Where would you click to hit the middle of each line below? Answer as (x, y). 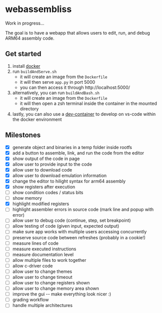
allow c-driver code (32, 266)
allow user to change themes (42, 271)
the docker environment (37, 119)
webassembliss (38, 9)
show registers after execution (44, 187)
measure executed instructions (44, 249)
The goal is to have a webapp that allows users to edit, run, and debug (77, 33)
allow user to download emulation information (59, 175)
